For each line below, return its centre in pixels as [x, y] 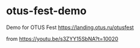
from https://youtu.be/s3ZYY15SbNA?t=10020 [62, 39]
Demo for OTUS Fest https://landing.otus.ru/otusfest [70, 27]
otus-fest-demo [47, 11]
